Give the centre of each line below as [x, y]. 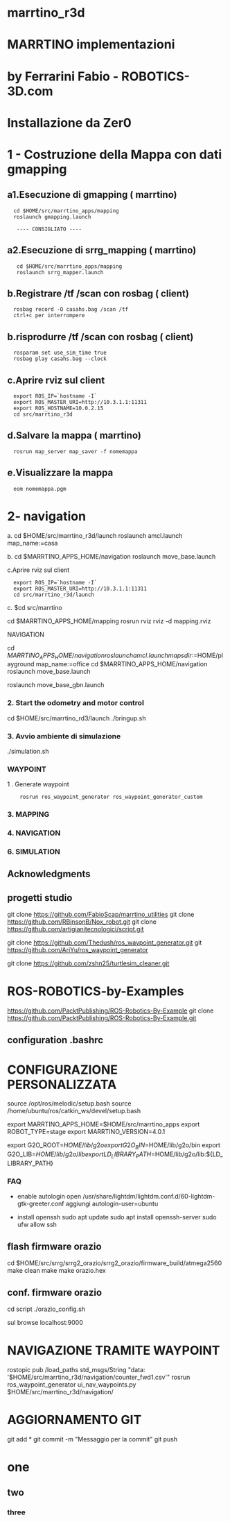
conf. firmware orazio [55, 1292]
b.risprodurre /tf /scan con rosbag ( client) [100, 337]
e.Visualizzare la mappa [60, 473]
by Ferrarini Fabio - [63, 76]
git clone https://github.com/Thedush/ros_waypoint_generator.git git [105, 942]
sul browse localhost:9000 [45, 1322]
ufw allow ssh [37, 1225]
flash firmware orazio [54, 1246]
